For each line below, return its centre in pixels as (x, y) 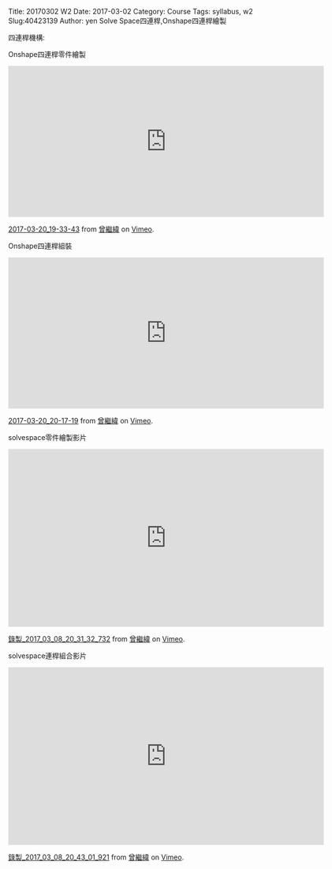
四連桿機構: (27, 38)
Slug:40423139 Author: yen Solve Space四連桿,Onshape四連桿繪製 (118, 21)
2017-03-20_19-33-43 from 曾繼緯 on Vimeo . (81, 229)
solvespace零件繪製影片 (48, 437)
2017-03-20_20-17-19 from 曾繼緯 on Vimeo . (81, 421)
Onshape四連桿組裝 (40, 246)
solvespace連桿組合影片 (48, 656)
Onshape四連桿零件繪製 (47, 54)
